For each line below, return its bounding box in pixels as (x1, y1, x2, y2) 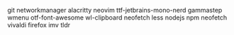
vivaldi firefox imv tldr (7, 21, 71, 29)
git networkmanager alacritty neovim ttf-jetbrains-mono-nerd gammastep (7, 6, 223, 14)
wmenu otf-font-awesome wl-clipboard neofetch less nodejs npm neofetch (7, 13, 228, 22)
